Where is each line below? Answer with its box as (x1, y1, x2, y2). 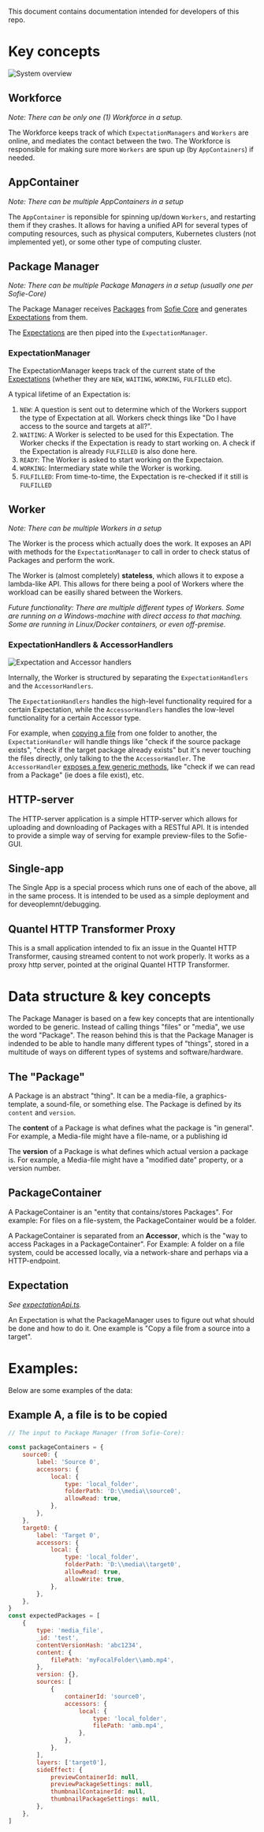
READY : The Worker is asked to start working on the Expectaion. (19, 455, 225, 464)
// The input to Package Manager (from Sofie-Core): (8, 1429, 185, 1437)
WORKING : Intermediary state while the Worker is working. (19, 463, 203, 472)
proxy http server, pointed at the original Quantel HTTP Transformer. (8, 960, 230, 970)
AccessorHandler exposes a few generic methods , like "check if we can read (8, 761, 255, 771)
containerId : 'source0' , (64, 1692, 147, 1700)
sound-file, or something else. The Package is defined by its (46, 1099, 242, 1108)
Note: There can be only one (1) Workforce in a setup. (8, 112, 183, 121)
